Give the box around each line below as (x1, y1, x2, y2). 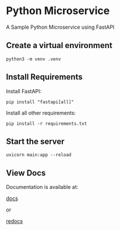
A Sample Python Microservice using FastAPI (6, 23, 115, 31)
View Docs (6, 168, 46, 178)
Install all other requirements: (6, 109, 76, 116)
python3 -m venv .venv (6, 56, 61, 62)
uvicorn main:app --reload (6, 152, 72, 158)
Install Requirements (6, 72, 83, 82)
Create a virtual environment (6, 40, 112, 50)
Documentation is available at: (6, 184, 79, 191)
